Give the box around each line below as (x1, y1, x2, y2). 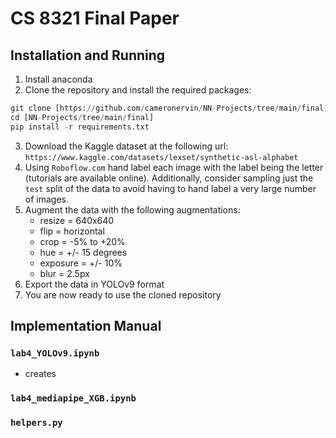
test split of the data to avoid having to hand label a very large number (24, 182, 317, 194)
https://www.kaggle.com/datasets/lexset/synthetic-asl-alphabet (24, 152, 299, 162)
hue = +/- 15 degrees (39, 246, 128, 258)
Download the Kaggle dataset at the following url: (24, 140, 229, 152)
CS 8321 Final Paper (10, 7, 180, 30)
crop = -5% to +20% (39, 235, 126, 247)
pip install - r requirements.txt (10, 122, 150, 132)
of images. (24, 193, 69, 205)
